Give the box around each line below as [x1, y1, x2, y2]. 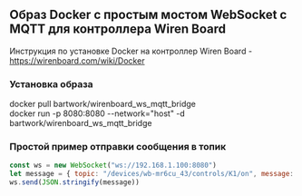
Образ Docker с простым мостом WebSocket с [9, 7, 287, 23]
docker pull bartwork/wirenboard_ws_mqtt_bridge [9, 99, 197, 110]
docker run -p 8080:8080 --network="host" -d [9, 108, 186, 119]
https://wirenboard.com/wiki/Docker [9, 54, 145, 66]
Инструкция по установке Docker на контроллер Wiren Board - [9, 45, 252, 56]
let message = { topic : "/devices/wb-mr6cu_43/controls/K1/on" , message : [9, 170, 295, 179]
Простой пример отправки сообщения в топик [9, 141, 227, 153]
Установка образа [9, 77, 93, 90]
